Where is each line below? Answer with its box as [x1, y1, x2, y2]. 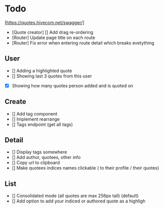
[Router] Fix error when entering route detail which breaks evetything [11, 39, 155, 45]
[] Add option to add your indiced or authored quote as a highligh [11, 198, 146, 204]
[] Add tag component [11, 110, 58, 116]
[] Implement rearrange [11, 116, 60, 122]
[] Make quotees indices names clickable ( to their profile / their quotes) [11, 165, 160, 171]
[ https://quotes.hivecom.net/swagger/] [4, 19, 85, 25]
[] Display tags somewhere [11, 149, 67, 155]
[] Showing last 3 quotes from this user [11, 73, 92, 79]
